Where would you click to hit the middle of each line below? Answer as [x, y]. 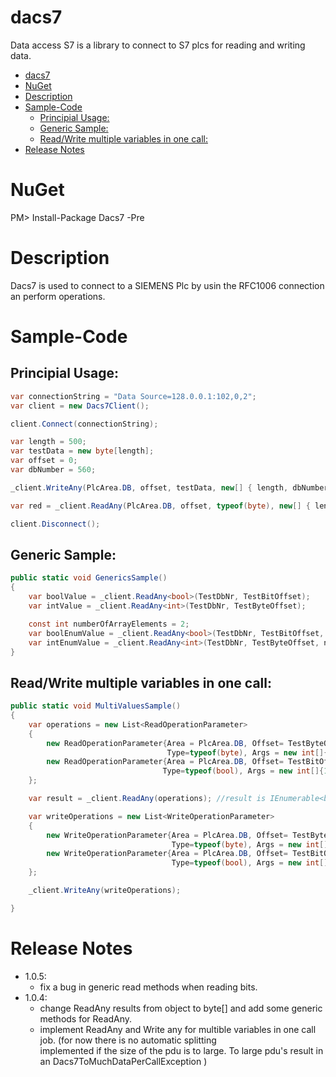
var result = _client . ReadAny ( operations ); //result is [147, 799]
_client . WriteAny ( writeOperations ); [105, 891]
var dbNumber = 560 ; [53, 470]
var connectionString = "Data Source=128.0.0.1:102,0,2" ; [133, 396]
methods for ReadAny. [86, 1018]
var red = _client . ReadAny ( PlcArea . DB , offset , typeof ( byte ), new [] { [160, 506]
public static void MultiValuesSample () [96, 706]
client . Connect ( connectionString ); [84, 424]
